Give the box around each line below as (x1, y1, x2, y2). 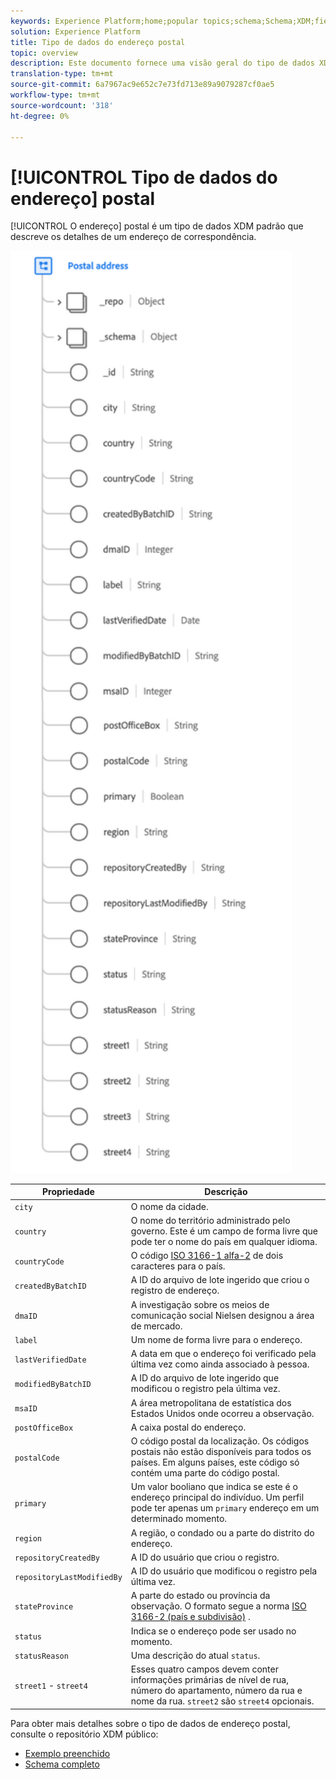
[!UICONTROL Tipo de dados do (10, 166, 278, 189)
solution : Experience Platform (10, 26, 141, 37)
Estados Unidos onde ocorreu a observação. (130, 1407, 315, 1419)
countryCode (14, 1256, 65, 1267)
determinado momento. (130, 1513, 228, 1525)
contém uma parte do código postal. (130, 1467, 280, 1479)
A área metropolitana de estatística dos (130, 1396, 292, 1409)
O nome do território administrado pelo (130, 1214, 291, 1226)
